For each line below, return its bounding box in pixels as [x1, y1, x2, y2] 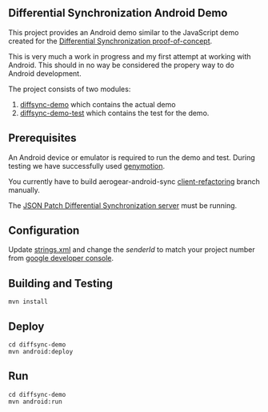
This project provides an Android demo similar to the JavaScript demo [8, 27, 239, 37]
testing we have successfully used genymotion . [8, 161, 166, 170]
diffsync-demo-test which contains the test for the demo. [19, 108, 210, 118]
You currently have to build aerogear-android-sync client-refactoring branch [8, 176, 260, 186]
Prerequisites [8, 131, 77, 145]
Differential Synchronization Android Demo [8, 6, 228, 20]
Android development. [8, 68, 82, 78]
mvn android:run [8, 398, 62, 406]
